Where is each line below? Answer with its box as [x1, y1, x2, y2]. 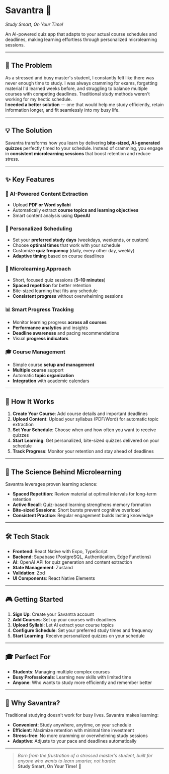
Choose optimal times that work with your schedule [12, 242, 121, 248]
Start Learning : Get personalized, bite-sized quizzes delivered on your [12, 437, 159, 444]
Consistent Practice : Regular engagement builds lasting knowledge [12, 513, 153, 519]
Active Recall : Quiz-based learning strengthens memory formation [12, 502, 151, 508]
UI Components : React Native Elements [12, 575, 96, 581]
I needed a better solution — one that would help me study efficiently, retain [5, 101, 164, 108]
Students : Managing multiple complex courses [12, 668, 110, 674]
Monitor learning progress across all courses [12, 320, 107, 326]
